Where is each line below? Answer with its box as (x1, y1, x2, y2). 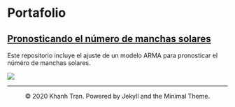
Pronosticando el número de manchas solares (7, 33, 211, 45)
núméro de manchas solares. (7, 59, 91, 67)
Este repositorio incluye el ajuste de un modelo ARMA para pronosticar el (7, 51, 218, 59)
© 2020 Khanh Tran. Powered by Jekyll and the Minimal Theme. (24, 92, 211, 100)
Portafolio (7, 5, 66, 21)
